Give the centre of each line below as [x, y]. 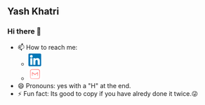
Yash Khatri [33, 12]
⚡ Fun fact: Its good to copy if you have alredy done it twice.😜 [108, 93]
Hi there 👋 [25, 31]
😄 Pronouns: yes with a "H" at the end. [74, 85]
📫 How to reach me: [47, 47]
